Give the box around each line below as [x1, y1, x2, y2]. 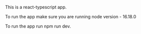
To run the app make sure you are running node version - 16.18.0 [5, 14, 137, 19]
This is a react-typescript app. [5, 4, 67, 10]
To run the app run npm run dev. [5, 23, 71, 29]
